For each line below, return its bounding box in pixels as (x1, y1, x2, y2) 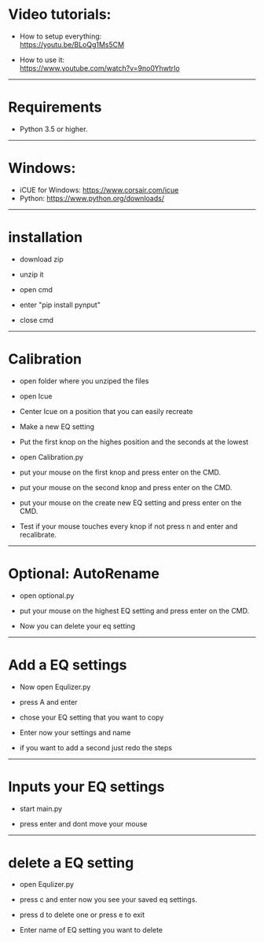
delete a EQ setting (8, 854, 134, 871)
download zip (19, 254, 64, 264)
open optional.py (19, 591, 75, 600)
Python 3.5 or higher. (19, 124, 88, 134)
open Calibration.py (19, 452, 84, 461)
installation (8, 229, 83, 246)
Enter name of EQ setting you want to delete (19, 926, 163, 935)
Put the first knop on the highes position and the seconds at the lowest (19, 437, 249, 446)
